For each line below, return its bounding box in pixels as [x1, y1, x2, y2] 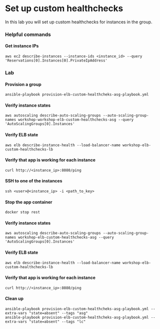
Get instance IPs [5, 43, 39, 49]
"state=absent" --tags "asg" [29, 311, 89, 316]
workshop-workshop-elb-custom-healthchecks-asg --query [18, 117, 134, 122]
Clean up [5, 296, 24, 301]
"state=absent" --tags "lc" [29, 319, 86, 324]
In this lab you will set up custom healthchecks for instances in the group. [5, 19, 153, 25]
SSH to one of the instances [5, 178, 62, 184]
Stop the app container [5, 199, 53, 205]
